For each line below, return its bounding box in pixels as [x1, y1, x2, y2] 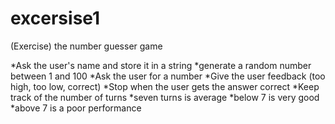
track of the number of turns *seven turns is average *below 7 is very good [10, 91, 320, 103]
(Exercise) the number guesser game [10, 40, 163, 52]
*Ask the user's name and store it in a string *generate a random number [10, 59, 312, 71]
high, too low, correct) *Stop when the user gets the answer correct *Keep [10, 80, 320, 92]
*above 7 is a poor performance [10, 102, 142, 114]
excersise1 [10, 7, 101, 30]
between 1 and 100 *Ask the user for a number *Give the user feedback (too [10, 70, 326, 82]
